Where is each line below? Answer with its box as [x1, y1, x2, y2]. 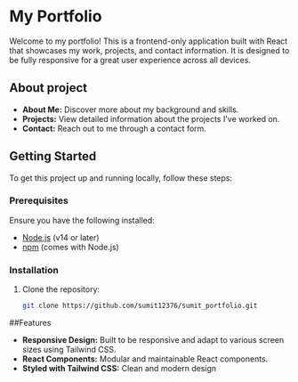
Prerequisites [9, 194, 68, 207]
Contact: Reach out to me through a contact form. [21, 123, 207, 134]
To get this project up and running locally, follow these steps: [9, 172, 233, 183]
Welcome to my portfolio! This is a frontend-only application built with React [9, 36, 288, 46]
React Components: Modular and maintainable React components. [21, 354, 269, 364]
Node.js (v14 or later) [21, 232, 100, 242]
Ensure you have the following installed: [9, 215, 156, 225]
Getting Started [9, 149, 97, 164]
